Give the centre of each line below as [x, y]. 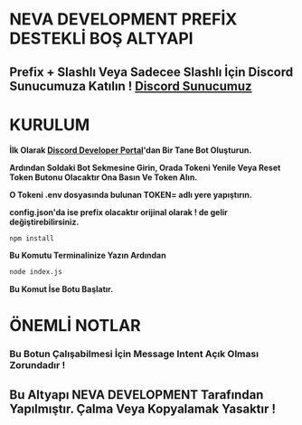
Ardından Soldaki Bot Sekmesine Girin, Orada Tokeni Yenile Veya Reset [145, 167]
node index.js [36, 272]
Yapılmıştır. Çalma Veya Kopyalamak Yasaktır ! [143, 408]
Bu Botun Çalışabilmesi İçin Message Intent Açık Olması [134, 354]
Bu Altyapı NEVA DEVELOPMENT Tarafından [137, 395]
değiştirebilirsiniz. [44, 222]
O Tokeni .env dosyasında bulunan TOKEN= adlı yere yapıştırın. [131, 194]
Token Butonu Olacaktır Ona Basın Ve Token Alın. [104, 177]
